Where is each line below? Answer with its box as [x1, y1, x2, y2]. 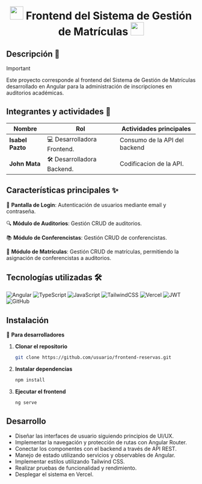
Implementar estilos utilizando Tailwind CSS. [14, 458, 125, 465]
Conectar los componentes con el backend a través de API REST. [14, 445, 177, 452]
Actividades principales [121, 124, 191, 132]
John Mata [9, 160, 41, 168]
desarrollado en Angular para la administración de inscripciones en [6, 83, 173, 90]
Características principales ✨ [6, 185, 119, 196]
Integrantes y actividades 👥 [6, 107, 111, 117]
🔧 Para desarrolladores [6, 331, 65, 338]
